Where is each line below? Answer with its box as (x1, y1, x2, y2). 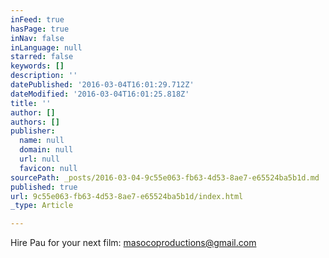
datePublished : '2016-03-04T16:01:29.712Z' (10, 80, 195, 90)
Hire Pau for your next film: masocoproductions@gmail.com (10, 237, 257, 249)
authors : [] (10, 117, 60, 127)
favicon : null (19, 163, 78, 173)
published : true (10, 182, 78, 192)
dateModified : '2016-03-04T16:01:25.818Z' (10, 89, 190, 99)
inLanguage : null (10, 42, 83, 53)
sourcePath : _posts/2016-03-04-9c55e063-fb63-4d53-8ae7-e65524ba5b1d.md (10, 172, 320, 183)
